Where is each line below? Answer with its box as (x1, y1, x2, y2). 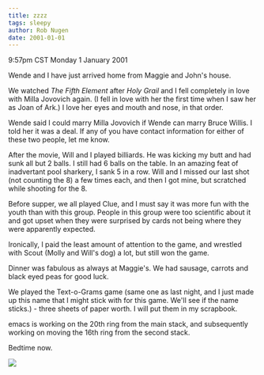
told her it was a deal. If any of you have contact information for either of (8, 127, 245, 136)
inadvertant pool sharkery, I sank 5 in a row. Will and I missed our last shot (8, 167, 250, 176)
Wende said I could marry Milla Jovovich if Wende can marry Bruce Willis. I (8, 118, 253, 127)
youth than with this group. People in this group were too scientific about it (8, 207, 251, 218)
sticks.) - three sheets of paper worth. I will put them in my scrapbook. (8, 304, 238, 313)
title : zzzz (8, 11, 47, 20)
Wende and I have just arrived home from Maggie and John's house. (8, 70, 232, 80)
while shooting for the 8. (8, 184, 88, 194)
